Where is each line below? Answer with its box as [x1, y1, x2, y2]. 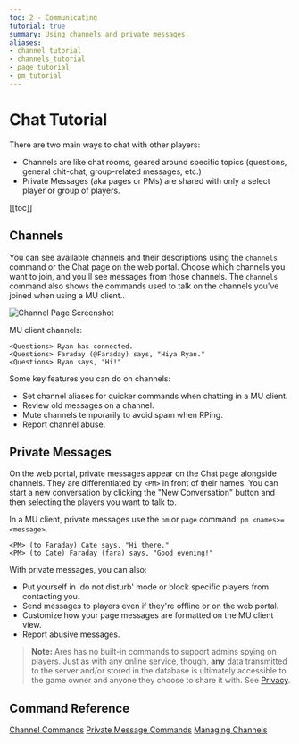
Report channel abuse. [21, 419, 106, 430]
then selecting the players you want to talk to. [9, 497, 177, 507]
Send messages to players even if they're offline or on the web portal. [21, 600, 279, 612]
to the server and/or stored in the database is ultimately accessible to [30, 665, 287, 676]
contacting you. [21, 591, 80, 602]
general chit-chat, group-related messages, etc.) [21, 166, 203, 177]
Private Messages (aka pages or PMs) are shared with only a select [21, 175, 270, 186]
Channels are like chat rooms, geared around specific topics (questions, [21, 156, 287, 167]
